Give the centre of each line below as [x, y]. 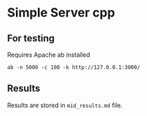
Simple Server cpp [61, 13]
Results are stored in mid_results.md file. [65, 105]
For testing [31, 38]
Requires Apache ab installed [49, 55]
